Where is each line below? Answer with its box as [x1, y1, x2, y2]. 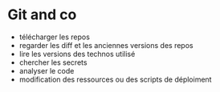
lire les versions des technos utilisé [18, 49, 136, 58]
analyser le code [18, 66, 75, 75]
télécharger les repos [18, 32, 90, 42]
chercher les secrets [18, 58, 88, 67]
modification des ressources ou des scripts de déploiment [18, 74, 212, 84]
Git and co [7, 6, 77, 24]
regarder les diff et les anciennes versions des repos [18, 40, 194, 50]
